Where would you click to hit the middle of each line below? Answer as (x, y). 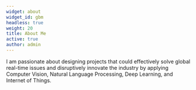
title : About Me (26, 34)
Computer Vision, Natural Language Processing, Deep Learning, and (90, 74)
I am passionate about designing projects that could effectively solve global (98, 61)
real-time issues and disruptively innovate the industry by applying (87, 67)
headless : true (25, 22)
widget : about (24, 12)
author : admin (24, 45)
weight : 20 (20, 28)
